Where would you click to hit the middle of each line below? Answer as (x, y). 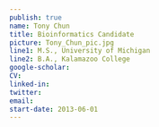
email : (22, 101)
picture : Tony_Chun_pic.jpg (62, 42)
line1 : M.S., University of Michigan (80, 51)
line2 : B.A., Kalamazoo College (70, 59)
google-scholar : (40, 68)
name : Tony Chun (40, 26)
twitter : (26, 92)
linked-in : (30, 84)
